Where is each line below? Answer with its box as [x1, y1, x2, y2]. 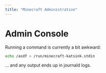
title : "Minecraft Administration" [5, 7, 78, 12]
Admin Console [5, 28, 69, 39]
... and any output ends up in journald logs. [5, 62, 91, 68]
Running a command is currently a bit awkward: [5, 44, 101, 50]
